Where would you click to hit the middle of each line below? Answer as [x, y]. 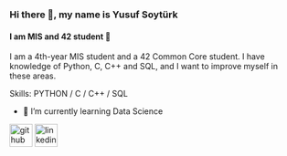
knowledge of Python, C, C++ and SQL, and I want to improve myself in [144, 67]
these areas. [33, 76]
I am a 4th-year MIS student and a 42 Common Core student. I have [137, 57]
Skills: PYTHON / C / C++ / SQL [69, 94]
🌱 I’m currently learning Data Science [93, 111]
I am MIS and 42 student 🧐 [60, 36]
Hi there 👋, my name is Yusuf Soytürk [94, 15]
